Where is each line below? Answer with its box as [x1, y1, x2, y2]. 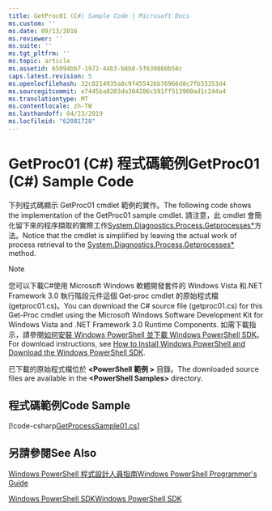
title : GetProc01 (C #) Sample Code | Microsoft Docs [8, 11, 190, 20]
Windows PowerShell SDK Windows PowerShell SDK [8, 494, 182, 504]
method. [8, 248, 36, 258]
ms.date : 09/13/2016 [8, 27, 79, 35]
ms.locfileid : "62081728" [8, 117, 96, 126]
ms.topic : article [8, 57, 70, 66]
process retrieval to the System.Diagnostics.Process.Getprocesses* [8, 240, 235, 249]
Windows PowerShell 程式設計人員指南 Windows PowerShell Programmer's [8, 469, 257, 479]
